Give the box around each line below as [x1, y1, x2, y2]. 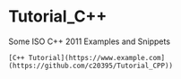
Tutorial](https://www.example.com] [28, 53, 166, 62]
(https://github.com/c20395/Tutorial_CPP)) [8, 61, 174, 70]
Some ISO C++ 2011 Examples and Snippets [8, 36, 171, 47]
